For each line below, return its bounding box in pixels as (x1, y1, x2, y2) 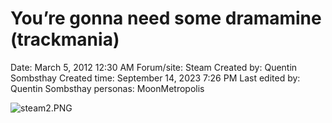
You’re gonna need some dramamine (10, 7, 322, 30)
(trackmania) (10, 28, 120, 51)
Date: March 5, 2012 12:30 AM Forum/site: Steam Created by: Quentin (10, 61, 298, 73)
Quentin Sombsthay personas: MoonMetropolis (10, 82, 205, 94)
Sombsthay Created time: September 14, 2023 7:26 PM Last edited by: (10, 72, 301, 84)
